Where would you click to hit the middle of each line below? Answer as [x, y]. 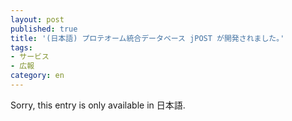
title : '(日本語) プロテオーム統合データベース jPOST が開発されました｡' [147, 38]
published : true [44, 29]
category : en [37, 76]
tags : [21, 47]
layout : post [37, 19]
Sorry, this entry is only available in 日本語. [98, 105]
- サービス [30, 57]
